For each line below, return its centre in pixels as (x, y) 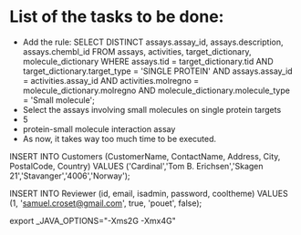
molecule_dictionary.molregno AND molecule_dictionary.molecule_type (156, 90)
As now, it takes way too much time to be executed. (119, 138)
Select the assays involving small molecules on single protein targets (152, 109)
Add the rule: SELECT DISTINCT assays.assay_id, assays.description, (153, 42)
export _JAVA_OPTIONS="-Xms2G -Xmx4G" (93, 220)
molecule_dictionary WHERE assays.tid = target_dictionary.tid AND (148, 61)
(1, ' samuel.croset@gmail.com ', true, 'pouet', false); (106, 203)
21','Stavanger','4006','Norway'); (70, 176)
